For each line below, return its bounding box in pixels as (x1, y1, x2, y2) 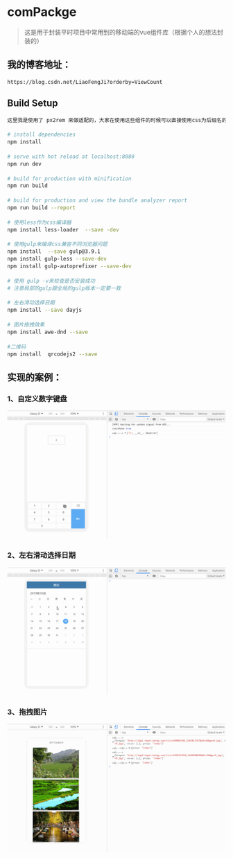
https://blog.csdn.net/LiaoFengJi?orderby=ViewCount (7, 78, 163, 85)
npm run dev (7, 160, 42, 167)
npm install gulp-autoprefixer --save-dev (7, 263, 132, 270)
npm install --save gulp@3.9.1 (7, 248, 101, 255)
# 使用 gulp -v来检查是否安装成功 (7, 277, 96, 284)
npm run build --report (7, 204, 76, 211)
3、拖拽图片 (7, 707, 48, 717)
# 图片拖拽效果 (7, 322, 45, 329)
